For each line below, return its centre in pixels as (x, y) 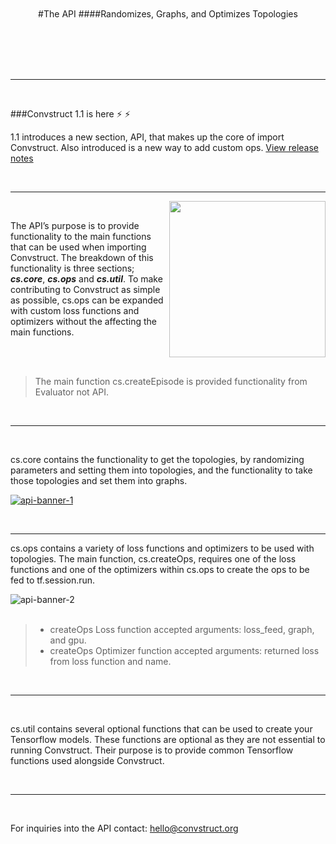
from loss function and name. (110, 661)
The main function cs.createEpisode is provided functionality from (171, 381)
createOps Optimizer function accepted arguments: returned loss (184, 650)
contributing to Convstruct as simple (85, 289)
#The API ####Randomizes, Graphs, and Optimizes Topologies (168, 14)
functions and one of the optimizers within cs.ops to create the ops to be (160, 569)
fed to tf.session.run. (53, 580)
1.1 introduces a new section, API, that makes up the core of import (147, 137)
